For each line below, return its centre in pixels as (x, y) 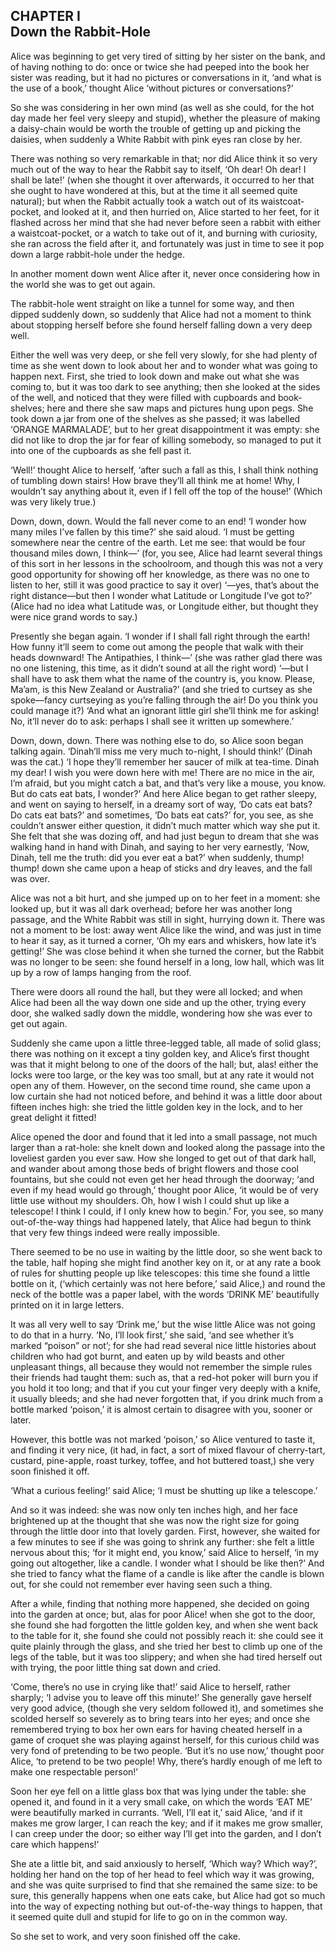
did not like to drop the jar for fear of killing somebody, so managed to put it (166, 440)
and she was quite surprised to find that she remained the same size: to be (164, 1885)
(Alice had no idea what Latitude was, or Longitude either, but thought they (164, 606)
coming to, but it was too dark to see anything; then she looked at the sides (165, 386)
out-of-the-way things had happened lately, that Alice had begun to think (161, 1221)
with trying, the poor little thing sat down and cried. (116, 1667)
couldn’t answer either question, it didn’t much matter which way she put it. (165, 825)
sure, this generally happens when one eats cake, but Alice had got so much (168, 1895)
